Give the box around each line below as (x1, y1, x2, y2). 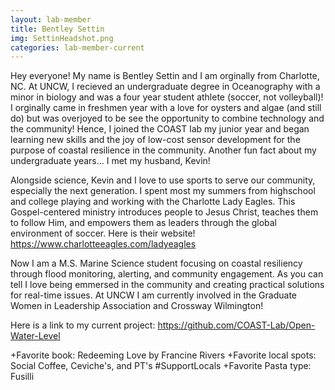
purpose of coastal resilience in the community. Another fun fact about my (10, 144, 317, 156)
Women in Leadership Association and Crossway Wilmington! (10, 300, 264, 312)
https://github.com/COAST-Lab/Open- (157, 319, 316, 331)
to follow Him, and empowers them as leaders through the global (10, 217, 277, 229)
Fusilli (10, 371, 35, 383)
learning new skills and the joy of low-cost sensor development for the (10, 134, 301, 146)
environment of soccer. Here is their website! (10, 227, 196, 240)
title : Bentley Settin (10, 24, 105, 34)
